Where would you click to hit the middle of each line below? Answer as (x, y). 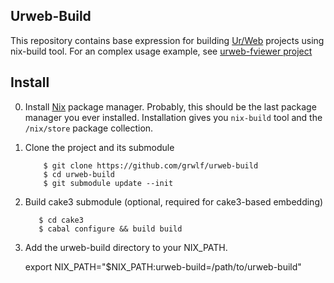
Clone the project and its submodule (99, 147)
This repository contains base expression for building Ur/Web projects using (167, 40)
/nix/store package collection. (89, 128)
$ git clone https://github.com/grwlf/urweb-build (151, 165)
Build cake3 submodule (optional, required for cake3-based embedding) (174, 201)
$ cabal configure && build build (110, 229)
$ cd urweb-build (79, 174)
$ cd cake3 (61, 220)
